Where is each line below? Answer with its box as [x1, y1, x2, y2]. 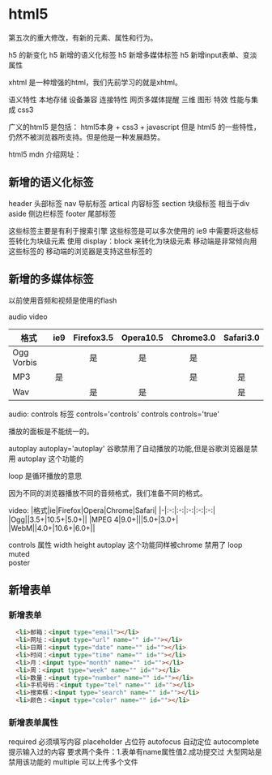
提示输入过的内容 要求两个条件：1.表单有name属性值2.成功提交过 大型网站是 [8, 747, 262, 757]
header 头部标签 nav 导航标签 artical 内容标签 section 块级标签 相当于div [8, 198, 250, 208]
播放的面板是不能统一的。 [8, 426, 94, 436]
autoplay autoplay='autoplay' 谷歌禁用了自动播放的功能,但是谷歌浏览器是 [8, 443, 251, 453]
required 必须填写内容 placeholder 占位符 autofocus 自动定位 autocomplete [8, 737, 260, 747]
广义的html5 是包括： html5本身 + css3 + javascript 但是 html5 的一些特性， [8, 122, 261, 131]
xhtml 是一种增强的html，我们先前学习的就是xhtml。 [8, 77, 182, 87]
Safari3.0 [223, 332, 260, 343]
